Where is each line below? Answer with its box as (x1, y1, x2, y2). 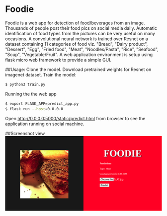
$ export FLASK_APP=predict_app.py (5, 101, 79, 106)
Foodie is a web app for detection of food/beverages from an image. (5, 20, 145, 26)
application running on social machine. (5, 121, 84, 127)
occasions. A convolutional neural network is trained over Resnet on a (5, 36, 148, 42)
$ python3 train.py (5, 82, 46, 87)
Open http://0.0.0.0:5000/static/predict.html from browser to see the (5, 115, 146, 121)
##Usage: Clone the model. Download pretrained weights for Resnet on (5, 66, 152, 72)
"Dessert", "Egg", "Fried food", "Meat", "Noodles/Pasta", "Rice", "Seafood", (5, 46, 159, 52)
